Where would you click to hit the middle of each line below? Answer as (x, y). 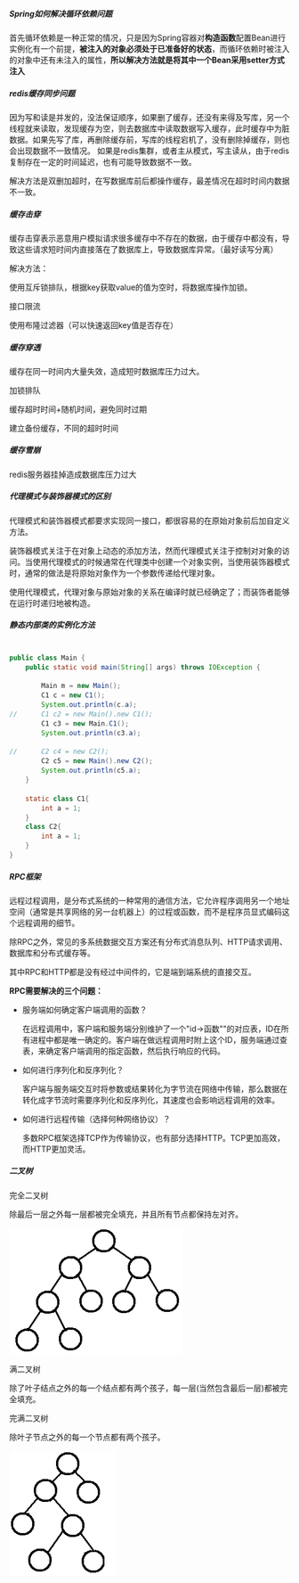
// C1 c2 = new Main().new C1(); (81, 714)
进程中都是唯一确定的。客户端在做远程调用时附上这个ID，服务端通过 (155, 1039)
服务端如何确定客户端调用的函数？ (85, 1009)
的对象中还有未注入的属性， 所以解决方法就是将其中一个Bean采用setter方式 (147, 60)
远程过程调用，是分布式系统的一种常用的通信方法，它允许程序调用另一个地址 (149, 900)
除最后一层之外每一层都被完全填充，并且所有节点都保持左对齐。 (126, 1214)
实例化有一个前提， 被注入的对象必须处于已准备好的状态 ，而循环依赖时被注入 (149, 48)
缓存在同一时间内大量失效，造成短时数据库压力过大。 (107, 371)
